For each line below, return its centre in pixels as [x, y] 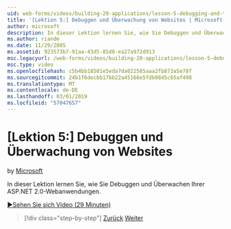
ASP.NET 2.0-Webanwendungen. [54, 191]
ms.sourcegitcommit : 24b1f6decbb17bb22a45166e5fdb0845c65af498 [100, 77]
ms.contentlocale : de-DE [43, 90]
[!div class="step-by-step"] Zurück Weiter [84, 218]
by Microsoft [25, 171]
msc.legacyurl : [29, 58]
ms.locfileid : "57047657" [44, 103]
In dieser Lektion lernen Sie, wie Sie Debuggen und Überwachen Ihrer [106, 184]
